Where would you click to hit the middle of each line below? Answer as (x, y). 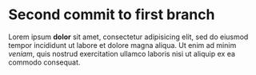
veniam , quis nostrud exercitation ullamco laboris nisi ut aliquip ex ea (122, 53)
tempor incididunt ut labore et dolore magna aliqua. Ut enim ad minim (122, 45)
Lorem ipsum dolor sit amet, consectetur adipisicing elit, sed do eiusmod (128, 37)
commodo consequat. (44, 62)
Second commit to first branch (112, 15)
